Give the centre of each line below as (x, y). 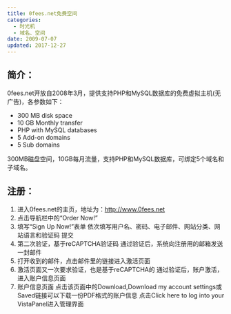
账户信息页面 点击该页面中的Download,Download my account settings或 (119, 286)
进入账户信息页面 (41, 278)
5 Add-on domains (44, 137)
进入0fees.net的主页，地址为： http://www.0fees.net (91, 209)
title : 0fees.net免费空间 (42, 13)
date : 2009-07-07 (32, 39)
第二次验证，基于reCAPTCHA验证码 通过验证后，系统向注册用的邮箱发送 (120, 243)
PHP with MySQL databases (57, 130)
